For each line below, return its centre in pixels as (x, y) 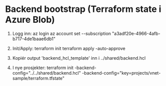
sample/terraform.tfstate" (38, 78)
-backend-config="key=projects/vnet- (121, 73)
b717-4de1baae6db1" (34, 39)
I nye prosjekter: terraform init (43, 68)
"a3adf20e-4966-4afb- (136, 33)
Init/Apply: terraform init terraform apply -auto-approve (69, 48)
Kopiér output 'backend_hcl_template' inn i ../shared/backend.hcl (79, 58)
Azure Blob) (30, 20)
